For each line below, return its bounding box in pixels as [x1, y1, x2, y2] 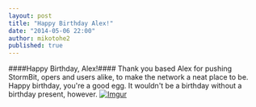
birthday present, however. [8, 89, 99, 99]
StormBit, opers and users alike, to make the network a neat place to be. [8, 72, 249, 82]
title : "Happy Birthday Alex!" [8, 19, 114, 27]
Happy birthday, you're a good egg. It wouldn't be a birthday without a [8, 81, 242, 91]
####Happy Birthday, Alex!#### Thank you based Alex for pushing [8, 64, 233, 73]
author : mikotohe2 [8, 34, 70, 43]
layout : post [8, 11, 52, 20]
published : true [8, 42, 63, 50]
